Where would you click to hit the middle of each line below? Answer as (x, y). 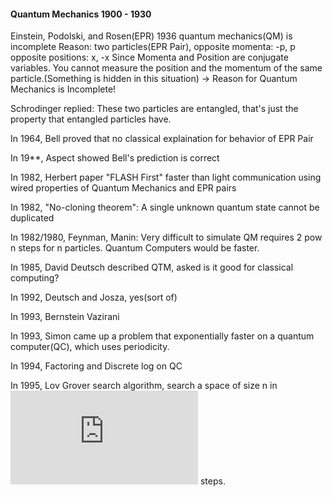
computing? (35, 278)
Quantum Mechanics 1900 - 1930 (81, 14)
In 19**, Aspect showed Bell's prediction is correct (115, 158)
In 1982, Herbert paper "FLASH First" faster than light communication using (166, 177)
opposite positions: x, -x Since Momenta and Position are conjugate (149, 57)
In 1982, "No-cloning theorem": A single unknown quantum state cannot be (165, 207)
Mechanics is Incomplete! (63, 89)
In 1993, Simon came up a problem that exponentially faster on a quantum (162, 336)
